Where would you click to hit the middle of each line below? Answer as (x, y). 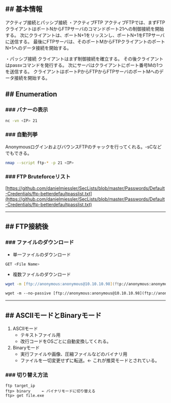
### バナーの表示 (27, 110)
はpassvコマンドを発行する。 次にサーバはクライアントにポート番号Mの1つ (84, 65)
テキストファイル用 (40, 335)
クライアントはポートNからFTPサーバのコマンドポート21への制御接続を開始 (85, 29)
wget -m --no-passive (28, 293)
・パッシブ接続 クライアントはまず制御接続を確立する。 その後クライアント (84, 59)
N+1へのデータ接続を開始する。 (38, 48)
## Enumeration (31, 94)
